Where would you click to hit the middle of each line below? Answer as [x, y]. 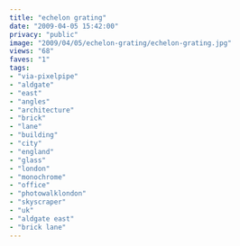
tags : [19, 68]
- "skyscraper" [38, 202]
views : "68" [32, 51]
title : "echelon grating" [58, 18]
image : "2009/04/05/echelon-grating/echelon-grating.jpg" [120, 43]
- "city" [26, 143]
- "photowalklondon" [48, 194]
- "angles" [30, 101]
